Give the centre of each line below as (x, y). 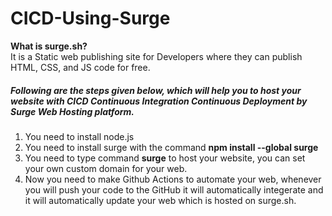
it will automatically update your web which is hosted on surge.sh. (160, 200)
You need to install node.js (79, 136)
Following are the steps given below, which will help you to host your (156, 90)
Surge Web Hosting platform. (72, 111)
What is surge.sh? (49, 46)
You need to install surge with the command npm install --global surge (171, 147)
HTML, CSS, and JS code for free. (80, 67)
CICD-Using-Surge (90, 18)
